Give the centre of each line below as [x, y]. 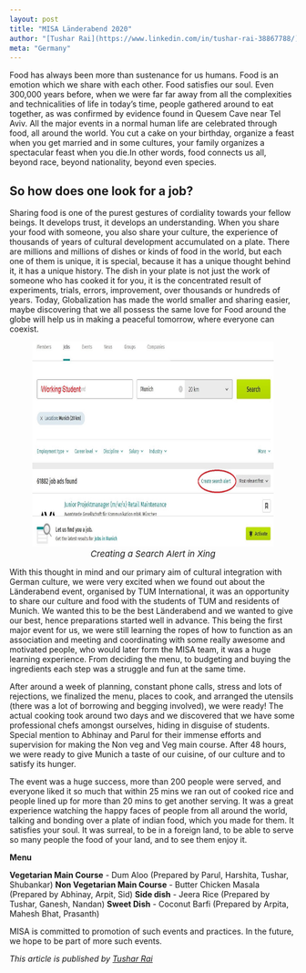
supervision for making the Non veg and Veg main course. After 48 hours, [148, 745]
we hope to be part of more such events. [86, 941]
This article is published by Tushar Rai [81, 959]
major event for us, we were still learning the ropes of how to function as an [151, 630]
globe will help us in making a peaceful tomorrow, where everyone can [142, 320]
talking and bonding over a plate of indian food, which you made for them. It [152, 821]
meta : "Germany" [40, 48]
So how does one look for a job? [102, 191]
